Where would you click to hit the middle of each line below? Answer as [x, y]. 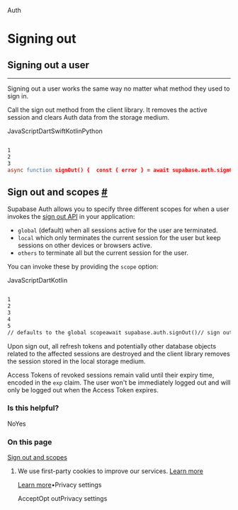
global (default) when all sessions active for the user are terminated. [118, 230]
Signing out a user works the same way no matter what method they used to [119, 89]
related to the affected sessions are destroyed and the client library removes [119, 353]
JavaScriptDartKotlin [38, 280]
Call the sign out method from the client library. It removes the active [107, 110]
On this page [30, 442]
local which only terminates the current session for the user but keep [119, 238]
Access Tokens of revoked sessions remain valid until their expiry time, [111, 375]
